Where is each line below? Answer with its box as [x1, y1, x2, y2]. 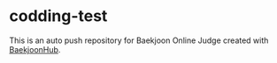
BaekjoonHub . [9, 44, 61, 54]
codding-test [9, 6, 108, 26]
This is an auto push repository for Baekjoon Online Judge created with [9, 35, 269, 45]
